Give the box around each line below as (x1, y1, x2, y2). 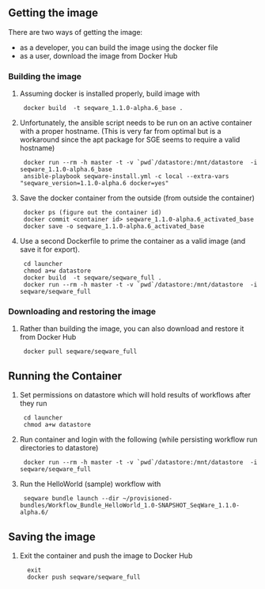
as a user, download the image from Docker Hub (19, 51, 178, 60)
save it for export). (19, 245, 81, 254)
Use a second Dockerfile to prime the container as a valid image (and (19, 237, 246, 246)
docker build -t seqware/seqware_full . (23, 274, 162, 282)
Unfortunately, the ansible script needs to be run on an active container (19, 118, 252, 127)
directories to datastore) (19, 443, 99, 453)
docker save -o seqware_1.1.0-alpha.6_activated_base (23, 222, 205, 230)
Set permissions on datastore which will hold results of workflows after (19, 390, 252, 400)
